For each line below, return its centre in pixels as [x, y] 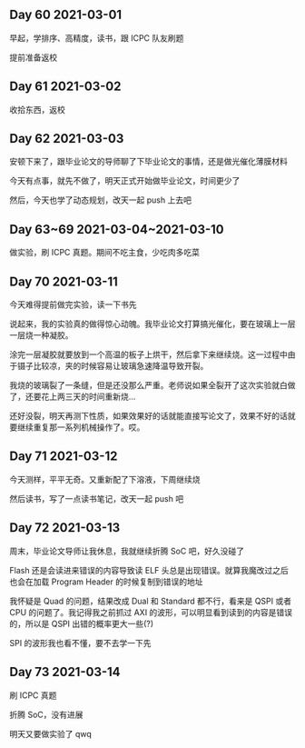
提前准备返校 [33, 57]
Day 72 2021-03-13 [65, 528]
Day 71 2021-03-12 [64, 457]
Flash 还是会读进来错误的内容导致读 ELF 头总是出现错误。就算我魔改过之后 [149, 570]
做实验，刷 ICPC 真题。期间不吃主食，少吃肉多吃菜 [105, 253]
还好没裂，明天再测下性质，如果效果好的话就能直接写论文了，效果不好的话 [148, 416]
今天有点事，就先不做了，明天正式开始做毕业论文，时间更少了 [125, 181]
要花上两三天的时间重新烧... [84, 397]
